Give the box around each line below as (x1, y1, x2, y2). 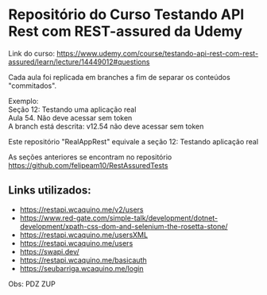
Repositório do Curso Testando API (8, 6, 245, 24)
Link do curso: (8, 48, 56, 58)
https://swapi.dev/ (19, 247, 79, 256)
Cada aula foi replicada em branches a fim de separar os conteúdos (8, 72, 230, 82)
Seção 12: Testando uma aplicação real (8, 105, 137, 114)
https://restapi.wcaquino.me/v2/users (19, 205, 144, 214)
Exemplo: (8, 96, 39, 105)
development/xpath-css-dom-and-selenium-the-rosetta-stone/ (19, 221, 228, 231)
